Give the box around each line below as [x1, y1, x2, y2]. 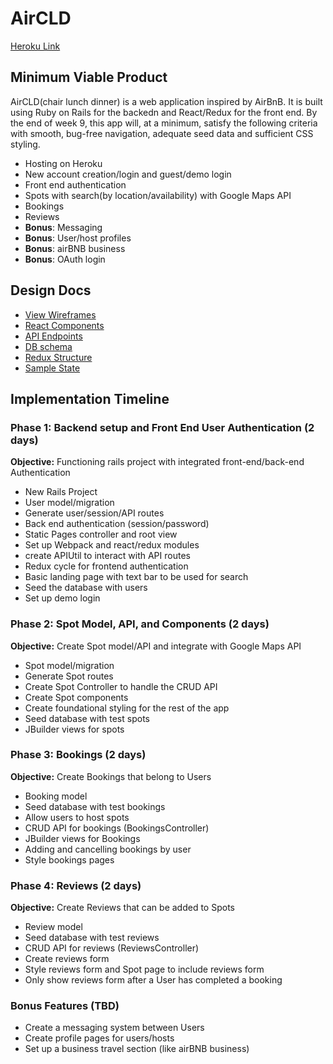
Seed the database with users [24, 582, 148, 594]
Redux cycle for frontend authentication [24, 560, 189, 572]
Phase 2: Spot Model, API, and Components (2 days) [10, 617, 270, 631]
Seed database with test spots [24, 712, 150, 724]
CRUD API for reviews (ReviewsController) [24, 942, 200, 954]
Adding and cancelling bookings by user [24, 843, 192, 855]
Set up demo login [24, 592, 101, 604]
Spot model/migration [24, 659, 115, 671]
